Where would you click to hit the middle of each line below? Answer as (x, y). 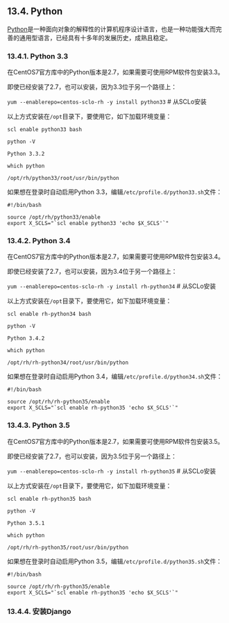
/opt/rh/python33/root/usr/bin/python (63, 178)
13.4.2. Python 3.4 (39, 241)
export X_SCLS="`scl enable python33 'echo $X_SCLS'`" (88, 224)
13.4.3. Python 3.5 (39, 425)
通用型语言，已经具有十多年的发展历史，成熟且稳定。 (95, 38)
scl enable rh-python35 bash (49, 499)
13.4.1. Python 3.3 (38, 56)
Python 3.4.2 (26, 339)
